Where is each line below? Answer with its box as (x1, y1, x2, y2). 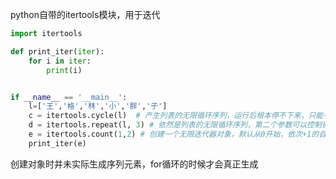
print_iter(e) (28, 138, 87, 148)
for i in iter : (28, 56, 92, 66)
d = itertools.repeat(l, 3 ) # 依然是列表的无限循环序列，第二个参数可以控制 (28, 120, 322, 130)
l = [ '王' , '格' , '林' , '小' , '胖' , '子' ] (28, 101, 168, 112)
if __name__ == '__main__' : (10, 92, 128, 102)
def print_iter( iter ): (10, 46, 105, 57)
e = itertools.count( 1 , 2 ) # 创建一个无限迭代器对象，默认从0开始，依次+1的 (28, 129, 320, 139)
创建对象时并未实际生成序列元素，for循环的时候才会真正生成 (10, 158, 259, 170)
